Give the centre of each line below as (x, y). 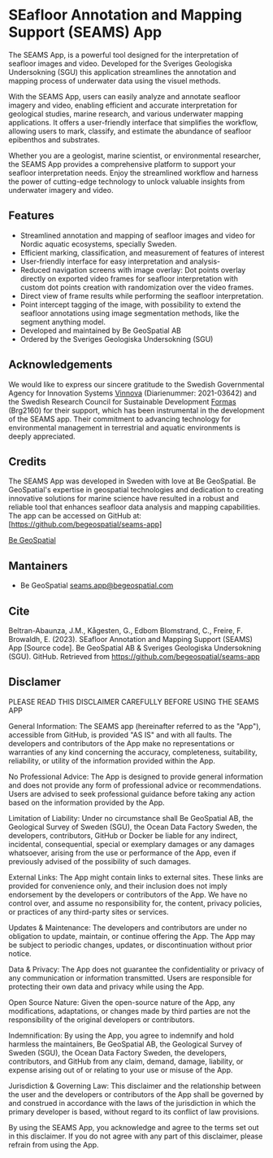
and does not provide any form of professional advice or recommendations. (135, 785)
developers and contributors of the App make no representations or (121, 743)
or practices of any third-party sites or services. (89, 911)
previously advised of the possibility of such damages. (100, 861)
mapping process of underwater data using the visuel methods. (115, 81)
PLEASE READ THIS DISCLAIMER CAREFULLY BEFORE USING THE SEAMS (134, 701)
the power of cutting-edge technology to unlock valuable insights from (127, 181)
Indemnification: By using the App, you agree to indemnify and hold (121, 1035)
